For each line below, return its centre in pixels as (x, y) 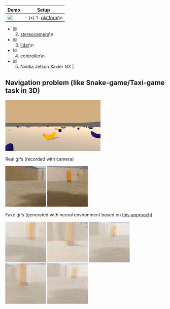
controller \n (32, 56)
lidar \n (27, 45)
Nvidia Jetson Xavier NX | (47, 67)
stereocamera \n (37, 34)
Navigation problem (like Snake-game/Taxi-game (85, 82)
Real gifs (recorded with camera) (40, 159)
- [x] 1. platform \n (44, 17)
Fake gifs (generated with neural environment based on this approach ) (79, 215)
